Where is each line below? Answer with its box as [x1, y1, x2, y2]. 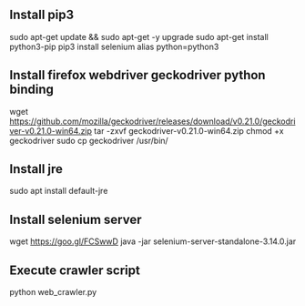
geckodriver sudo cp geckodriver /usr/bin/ [9, 135, 168, 146]
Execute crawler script [9, 262, 141, 278]
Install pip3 [9, 7, 75, 23]
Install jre [9, 161, 64, 177]
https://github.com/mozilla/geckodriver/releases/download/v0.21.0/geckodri [9, 116, 296, 127]
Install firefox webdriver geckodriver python [9, 67, 266, 83]
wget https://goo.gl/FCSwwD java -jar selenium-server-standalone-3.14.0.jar [9, 236, 297, 247]
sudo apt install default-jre [9, 186, 108, 197]
